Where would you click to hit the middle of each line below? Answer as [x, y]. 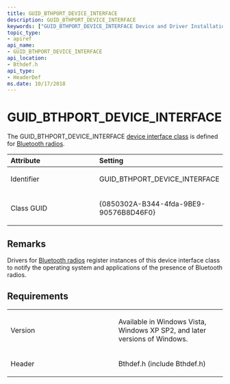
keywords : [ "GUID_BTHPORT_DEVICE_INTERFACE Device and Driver [98, 26]
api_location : [27, 58]
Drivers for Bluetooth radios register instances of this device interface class [114, 260]
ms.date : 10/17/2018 [37, 84]
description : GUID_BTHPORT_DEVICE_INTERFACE [72, 20]
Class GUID [29, 208]
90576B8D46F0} [127, 213]
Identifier [25, 179]
